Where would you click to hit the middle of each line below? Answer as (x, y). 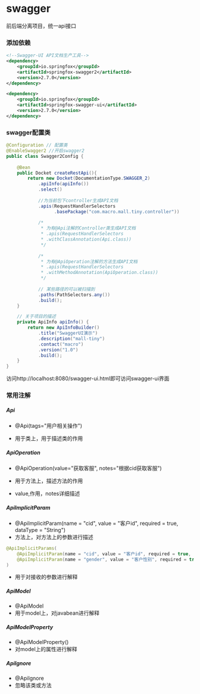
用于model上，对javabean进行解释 (57, 613)
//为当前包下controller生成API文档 (78, 200)
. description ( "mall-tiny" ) (71, 338)
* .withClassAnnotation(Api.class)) (86, 239)
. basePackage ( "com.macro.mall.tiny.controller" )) (117, 211)
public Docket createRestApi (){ (57, 173)
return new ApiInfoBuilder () (64, 328)
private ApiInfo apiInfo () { (53, 322)
